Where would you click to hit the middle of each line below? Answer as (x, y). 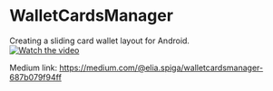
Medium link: (34, 68)
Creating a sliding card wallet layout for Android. (100, 41)
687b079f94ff (35, 77)
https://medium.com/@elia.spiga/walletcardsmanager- (161, 68)
